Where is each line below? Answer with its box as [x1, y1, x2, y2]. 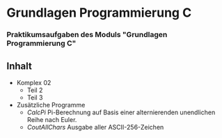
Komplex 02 [16, 78, 51, 86]
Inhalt [6, 60, 32, 72]
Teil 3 [26, 93, 43, 102]
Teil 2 [26, 86, 43, 94]
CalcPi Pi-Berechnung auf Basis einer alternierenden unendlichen [26, 108, 216, 116]
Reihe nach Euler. [26, 115, 77, 123]
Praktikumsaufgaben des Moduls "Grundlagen [6, 30, 168, 40]
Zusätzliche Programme [16, 100, 86, 109]
